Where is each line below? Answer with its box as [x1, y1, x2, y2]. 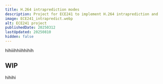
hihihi [5, 74, 16, 80]
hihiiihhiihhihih [5, 47, 34, 53]
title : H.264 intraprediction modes [5, 7, 80, 12]
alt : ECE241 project [5, 20, 47, 26]
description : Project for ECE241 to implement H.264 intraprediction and [5, 12, 159, 17]
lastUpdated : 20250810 [5, 30, 51, 34]
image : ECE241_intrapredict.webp [5, 16, 73, 21]
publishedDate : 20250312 [5, 25, 56, 30]
